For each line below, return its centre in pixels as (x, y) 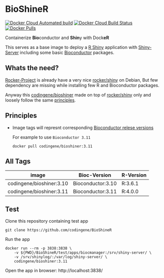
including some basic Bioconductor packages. (67, 52)
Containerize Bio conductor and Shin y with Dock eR (57, 38)
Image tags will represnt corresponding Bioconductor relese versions (83, 128)
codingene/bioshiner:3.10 (38, 184)
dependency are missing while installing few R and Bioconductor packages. (82, 85)
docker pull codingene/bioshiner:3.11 (52, 146)
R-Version (134, 175)
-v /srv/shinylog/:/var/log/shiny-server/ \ (61, 257)
